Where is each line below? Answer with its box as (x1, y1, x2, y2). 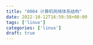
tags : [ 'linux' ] (6, 19, 46, 25)
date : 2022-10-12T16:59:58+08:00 (6, 14, 88, 20)
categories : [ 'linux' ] (6, 25, 61, 31)
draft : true (6, 30, 35, 36)
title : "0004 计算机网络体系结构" (6, 8, 82, 15)
